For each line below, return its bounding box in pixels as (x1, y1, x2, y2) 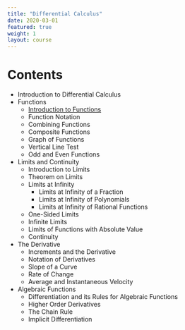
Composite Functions (28, 128, 90, 136)
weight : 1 (7, 30, 37, 37)
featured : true (7, 23, 52, 30)
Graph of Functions (28, 135, 85, 144)
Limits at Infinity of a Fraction (38, 188, 124, 196)
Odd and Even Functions (28, 150, 100, 159)
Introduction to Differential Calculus (17, 90, 121, 99)
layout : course (7, 37, 52, 44)
